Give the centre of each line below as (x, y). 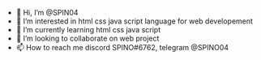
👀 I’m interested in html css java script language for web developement (135, 21)
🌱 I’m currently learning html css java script (88, 30)
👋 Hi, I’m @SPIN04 (47, 13)
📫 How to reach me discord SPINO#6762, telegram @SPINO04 (122, 47)
